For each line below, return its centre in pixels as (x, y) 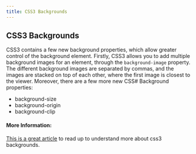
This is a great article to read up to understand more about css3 (84, 138)
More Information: (29, 126)
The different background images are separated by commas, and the (90, 69)
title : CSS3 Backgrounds (37, 12)
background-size (36, 99)
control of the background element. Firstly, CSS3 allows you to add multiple (98, 56)
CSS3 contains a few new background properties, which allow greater (91, 50)
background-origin (38, 105)
